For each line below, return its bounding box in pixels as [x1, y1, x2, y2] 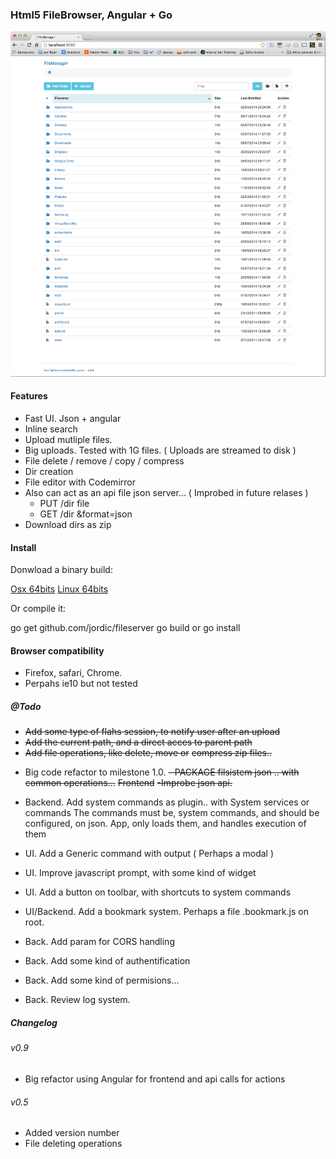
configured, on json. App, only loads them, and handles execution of [24, 818, 307, 830]
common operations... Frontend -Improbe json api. [24, 777, 233, 789]
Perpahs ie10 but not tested [24, 678, 138, 690]
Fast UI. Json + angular [24, 413, 122, 425]
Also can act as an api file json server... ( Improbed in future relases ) [24, 487, 309, 499]
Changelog [10, 1017, 58, 1029]
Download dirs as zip [24, 519, 112, 531]
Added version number [24, 1127, 120, 1139]
